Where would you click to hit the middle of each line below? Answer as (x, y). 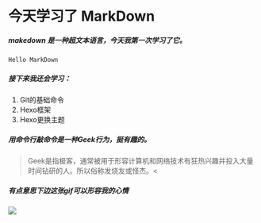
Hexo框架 (35, 110)
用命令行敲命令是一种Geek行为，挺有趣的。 (80, 139)
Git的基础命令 (42, 100)
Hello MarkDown (33, 60)
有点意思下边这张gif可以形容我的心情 (69, 190)
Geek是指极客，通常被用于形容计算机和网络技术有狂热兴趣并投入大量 (140, 161)
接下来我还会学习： (40, 78)
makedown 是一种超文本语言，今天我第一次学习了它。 (97, 40)
